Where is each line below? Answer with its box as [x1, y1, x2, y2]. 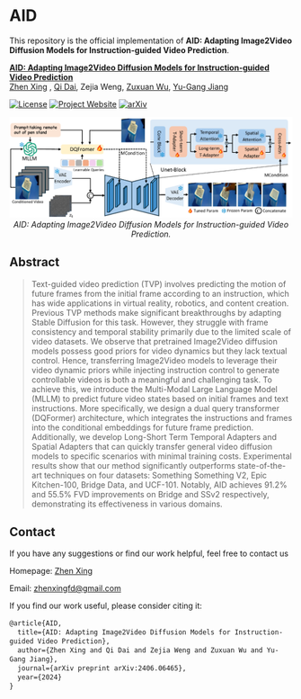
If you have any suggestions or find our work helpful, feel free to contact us [9, 548, 289, 559]
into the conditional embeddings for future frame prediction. [31, 422, 254, 433]
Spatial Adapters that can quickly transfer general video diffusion [31, 441, 272, 452]
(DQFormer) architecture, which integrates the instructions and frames [31, 412, 293, 423]
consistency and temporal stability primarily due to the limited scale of [31, 326, 292, 337]
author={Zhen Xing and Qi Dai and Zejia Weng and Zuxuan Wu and [17, 646, 263, 655]
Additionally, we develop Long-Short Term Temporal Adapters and [31, 431, 277, 442]
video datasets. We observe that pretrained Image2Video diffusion [31, 336, 279, 346]
